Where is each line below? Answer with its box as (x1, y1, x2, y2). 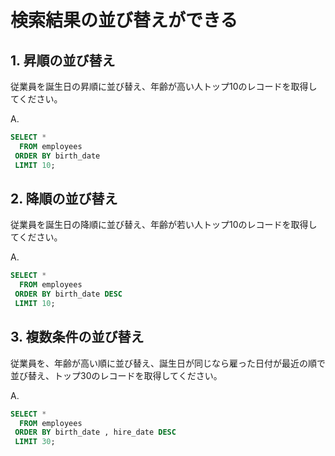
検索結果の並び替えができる (10, 9, 238, 32)
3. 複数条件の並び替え (10, 329, 145, 346)
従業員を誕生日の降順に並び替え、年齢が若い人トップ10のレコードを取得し (10, 219, 318, 231)
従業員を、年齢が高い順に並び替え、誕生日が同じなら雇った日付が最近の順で (10, 357, 326, 369)
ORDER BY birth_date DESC (14, 289, 123, 300)
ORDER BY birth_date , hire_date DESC (14, 427, 177, 438)
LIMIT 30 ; (14, 437, 56, 447)
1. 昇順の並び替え (10, 52, 116, 69)
